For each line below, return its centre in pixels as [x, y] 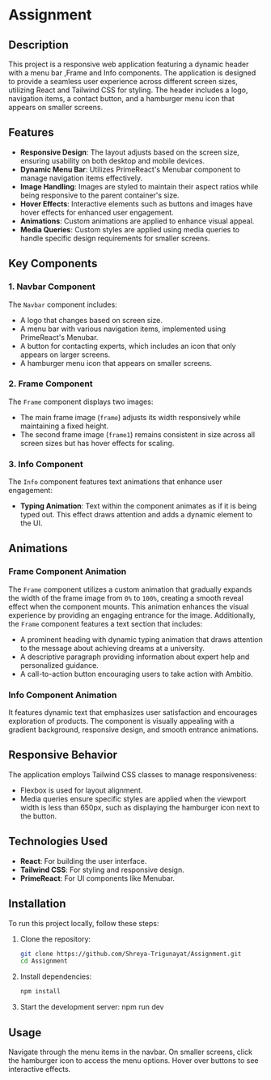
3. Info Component [46, 464]
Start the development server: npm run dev [92, 1007]
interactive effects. [40, 1069]
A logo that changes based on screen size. [91, 320]
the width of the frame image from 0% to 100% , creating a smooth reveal [126, 597]
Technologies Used [58, 842]
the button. [38, 816]
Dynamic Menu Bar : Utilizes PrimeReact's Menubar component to [130, 169]
